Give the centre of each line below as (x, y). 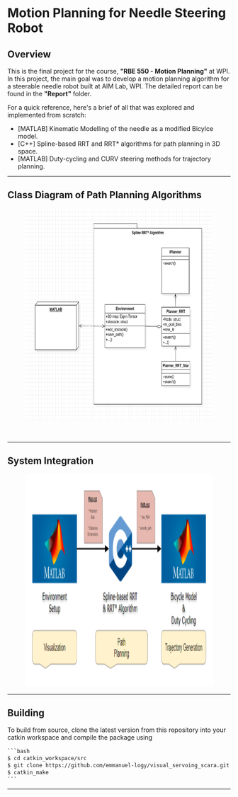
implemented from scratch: (47, 115)
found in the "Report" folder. (50, 94)
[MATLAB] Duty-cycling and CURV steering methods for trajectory (114, 159)
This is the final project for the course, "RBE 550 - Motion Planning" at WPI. (119, 71)
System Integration (51, 461)
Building (26, 713)
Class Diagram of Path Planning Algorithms (104, 195)
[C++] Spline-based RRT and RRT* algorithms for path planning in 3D (119, 144)
